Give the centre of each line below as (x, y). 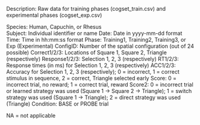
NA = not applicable (31, 115)
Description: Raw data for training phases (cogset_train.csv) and (86, 9)
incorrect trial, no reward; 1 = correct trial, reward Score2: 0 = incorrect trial (100, 85)
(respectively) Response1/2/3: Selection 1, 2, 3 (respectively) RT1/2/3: (92, 59)
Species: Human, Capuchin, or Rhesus (54, 27)
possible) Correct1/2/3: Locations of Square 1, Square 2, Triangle (86, 53)
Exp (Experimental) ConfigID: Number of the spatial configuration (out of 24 (100, 46)
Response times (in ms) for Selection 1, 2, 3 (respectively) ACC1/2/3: (91, 65)
